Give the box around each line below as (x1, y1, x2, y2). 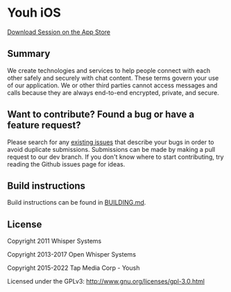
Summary (7, 48, 51, 60)
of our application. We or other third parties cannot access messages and (7, 81, 218, 89)
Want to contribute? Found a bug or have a (7, 109, 195, 121)
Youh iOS (7, 5, 61, 21)
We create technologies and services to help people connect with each (7, 66, 211, 74)
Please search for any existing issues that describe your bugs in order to (7, 137, 214, 146)
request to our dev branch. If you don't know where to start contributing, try (7, 153, 224, 161)
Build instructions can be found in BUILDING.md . (7, 198, 146, 207)
